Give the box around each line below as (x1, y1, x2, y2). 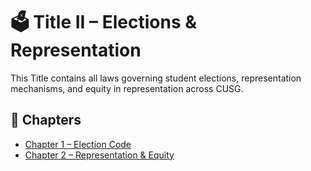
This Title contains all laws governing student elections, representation (10, 72, 302, 84)
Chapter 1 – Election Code (24, 138, 132, 150)
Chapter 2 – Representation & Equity (24, 149, 175, 161)
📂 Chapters (10, 112, 82, 129)
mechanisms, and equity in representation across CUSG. (10, 82, 244, 94)
